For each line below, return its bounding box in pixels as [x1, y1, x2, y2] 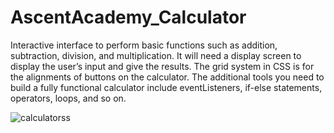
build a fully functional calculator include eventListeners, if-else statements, [10, 81, 323, 93]
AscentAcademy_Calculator [10, 6, 247, 29]
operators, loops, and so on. [10, 92, 127, 104]
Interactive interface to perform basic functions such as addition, [10, 39, 278, 51]
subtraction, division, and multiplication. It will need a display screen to [10, 49, 302, 61]
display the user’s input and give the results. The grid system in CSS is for [10, 60, 315, 72]
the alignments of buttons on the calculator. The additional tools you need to [10, 71, 325, 83]
